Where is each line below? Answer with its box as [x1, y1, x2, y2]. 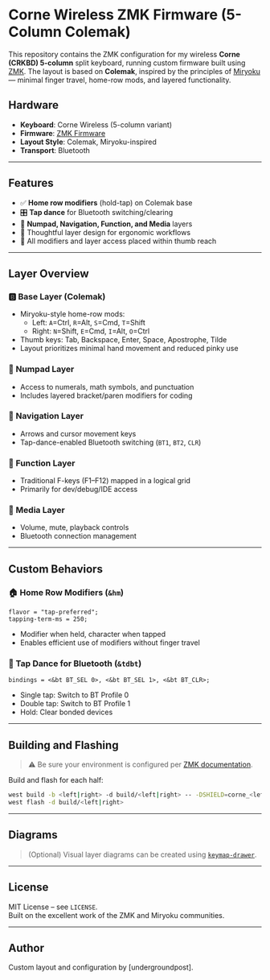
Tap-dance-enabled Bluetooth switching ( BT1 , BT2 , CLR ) [19, 437, 202, 447]
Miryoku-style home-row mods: [19, 309, 125, 319]
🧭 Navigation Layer [8, 411, 84, 422]
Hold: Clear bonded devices [19, 707, 113, 717]
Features [8, 176, 54, 190]
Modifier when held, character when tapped [19, 630, 166, 639]
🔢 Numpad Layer [8, 364, 75, 375]
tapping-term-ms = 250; [8, 615, 88, 623]
